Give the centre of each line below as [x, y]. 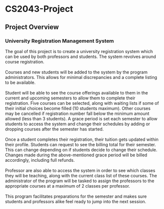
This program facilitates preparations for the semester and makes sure [76, 196]
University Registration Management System [60, 41]
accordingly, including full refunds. [40, 160]
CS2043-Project [39, 9]
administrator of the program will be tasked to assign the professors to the [80, 181]
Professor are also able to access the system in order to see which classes [80, 170]
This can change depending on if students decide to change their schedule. [81, 150]
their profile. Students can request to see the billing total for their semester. [81, 144]
